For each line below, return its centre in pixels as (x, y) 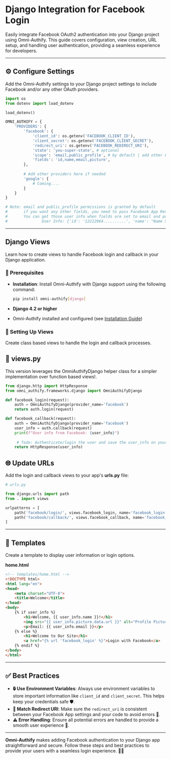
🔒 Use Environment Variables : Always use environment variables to (84, 689)
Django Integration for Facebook (75, 9)
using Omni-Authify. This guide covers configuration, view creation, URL (81, 40)
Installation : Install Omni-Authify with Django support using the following (89, 284)
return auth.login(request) (44, 410)
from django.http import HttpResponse (46, 386)
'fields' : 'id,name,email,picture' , (71, 160)
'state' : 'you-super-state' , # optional (76, 150)
